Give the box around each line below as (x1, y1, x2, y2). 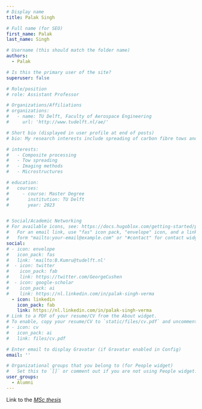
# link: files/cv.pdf (6, 335, 66, 342)
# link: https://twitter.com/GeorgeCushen (6, 274, 122, 280)
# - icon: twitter (6, 263, 55, 269)
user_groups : (6, 374, 39, 380)
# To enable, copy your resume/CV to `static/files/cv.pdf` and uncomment (6, 319, 198, 325)
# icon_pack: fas (6, 251, 55, 257)
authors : (6, 53, 28, 59)
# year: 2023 (6, 202, 55, 208)
